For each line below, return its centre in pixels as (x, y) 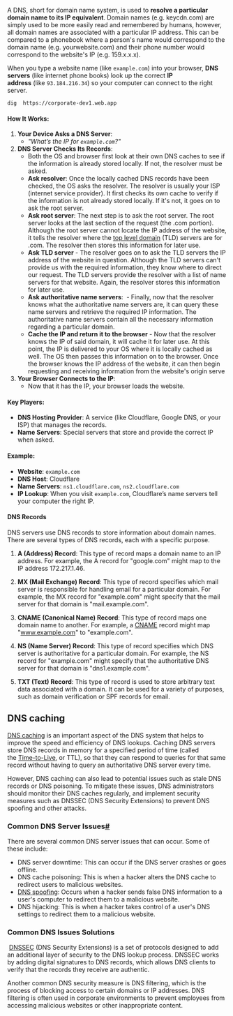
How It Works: (28, 119)
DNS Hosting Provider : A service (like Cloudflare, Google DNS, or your (119, 417)
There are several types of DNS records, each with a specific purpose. (109, 539)
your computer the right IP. (56, 501)
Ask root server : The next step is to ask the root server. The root (121, 216)
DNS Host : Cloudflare (48, 479)
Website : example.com (48, 471)
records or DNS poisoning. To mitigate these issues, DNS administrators (111, 786)
